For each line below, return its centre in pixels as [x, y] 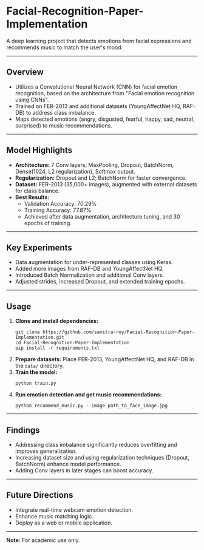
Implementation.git [40, 338]
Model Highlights [39, 150]
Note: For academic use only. [43, 540]
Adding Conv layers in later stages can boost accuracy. [84, 470]
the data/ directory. [39, 366]
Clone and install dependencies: [57, 321]
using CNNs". [32, 100]
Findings [23, 430]
